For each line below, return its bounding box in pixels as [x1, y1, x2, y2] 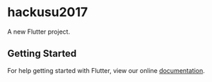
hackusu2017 [7, 4, 88, 20]
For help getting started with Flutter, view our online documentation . [7, 66, 205, 74]
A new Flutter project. [7, 27, 71, 36]
